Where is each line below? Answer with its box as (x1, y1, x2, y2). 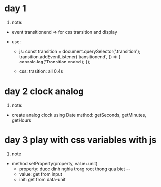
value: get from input (19, 171, 63, 177)
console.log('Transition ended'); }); (19, 59, 91, 64)
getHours (11, 117, 31, 123)
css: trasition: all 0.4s (19, 68, 63, 74)
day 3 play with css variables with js (4, 134, 157, 146)
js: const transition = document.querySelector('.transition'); (19, 48, 141, 54)
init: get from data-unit (19, 176, 66, 182)
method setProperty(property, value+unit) (11, 160, 98, 166)
